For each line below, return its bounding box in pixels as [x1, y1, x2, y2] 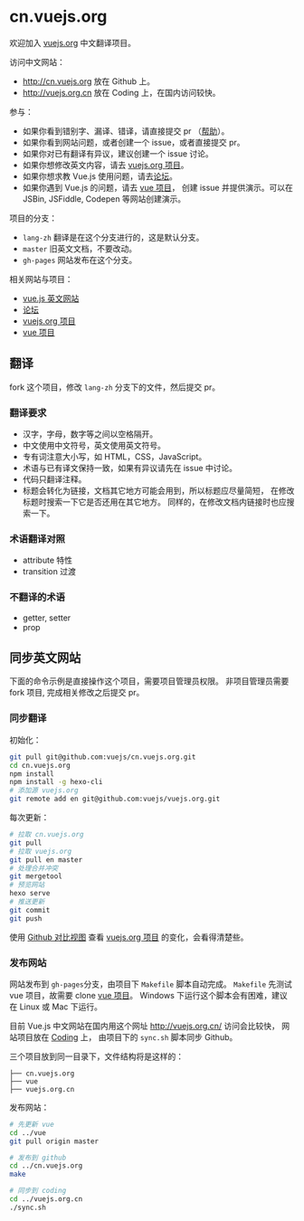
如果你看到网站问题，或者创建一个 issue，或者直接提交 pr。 [22, 137, 246, 147]
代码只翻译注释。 [22, 474, 87, 485]
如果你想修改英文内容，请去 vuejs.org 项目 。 [22, 159, 189, 170]
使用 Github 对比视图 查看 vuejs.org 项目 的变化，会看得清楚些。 [9, 932, 249, 942]
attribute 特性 [22, 554, 73, 566]
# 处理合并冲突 [9, 864, 59, 873]
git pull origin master [9, 1137, 100, 1146]
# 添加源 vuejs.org [9, 786, 79, 795]
